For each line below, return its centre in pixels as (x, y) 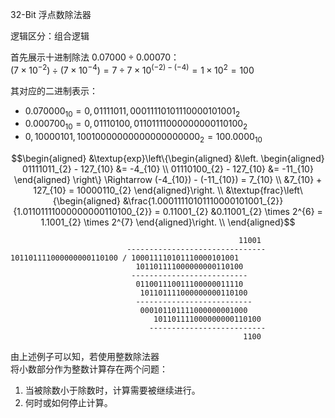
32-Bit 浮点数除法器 (51, 14)
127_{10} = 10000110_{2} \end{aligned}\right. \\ (128, 190)
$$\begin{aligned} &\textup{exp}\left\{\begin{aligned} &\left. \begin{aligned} (168, 159)
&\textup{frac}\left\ (264, 190)
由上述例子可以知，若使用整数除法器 (85, 357)
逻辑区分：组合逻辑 (50, 36)
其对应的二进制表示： (54, 90)
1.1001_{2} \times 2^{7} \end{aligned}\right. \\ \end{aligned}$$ (168, 222)
